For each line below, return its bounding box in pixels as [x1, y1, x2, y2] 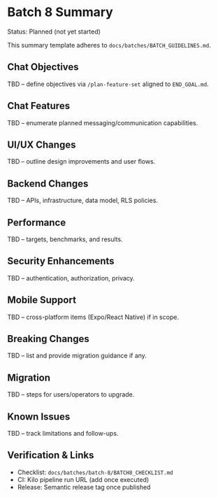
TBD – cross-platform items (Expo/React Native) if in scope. [7, 313, 180, 321]
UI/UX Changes [7, 138, 76, 150]
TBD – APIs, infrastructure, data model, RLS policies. [7, 197, 159, 205]
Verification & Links [7, 449, 94, 462]
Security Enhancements [7, 255, 115, 267]
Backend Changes [7, 178, 89, 190]
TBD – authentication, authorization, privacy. [7, 273, 135, 282]
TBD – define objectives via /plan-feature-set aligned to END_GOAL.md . [7, 80, 209, 88]
